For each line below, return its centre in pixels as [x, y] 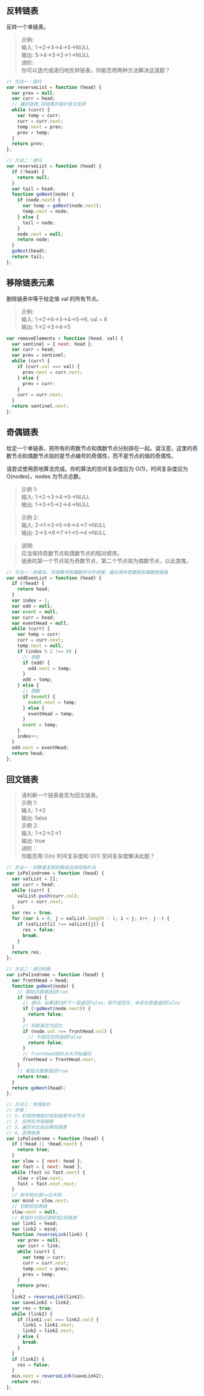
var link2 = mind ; [35, 1229]
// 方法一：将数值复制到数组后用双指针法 [51, 868]
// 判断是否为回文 [42, 1025]
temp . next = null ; [40, 646]
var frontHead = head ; [40, 980]
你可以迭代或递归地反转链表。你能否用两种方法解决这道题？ [96, 70]
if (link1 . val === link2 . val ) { [58, 1319]
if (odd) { [36, 663]
